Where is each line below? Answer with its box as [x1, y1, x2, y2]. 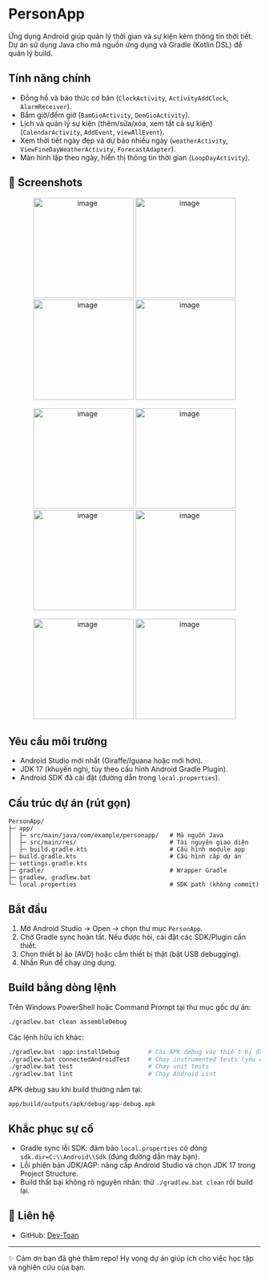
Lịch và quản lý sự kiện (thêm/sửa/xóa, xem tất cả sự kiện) [19, 118, 213, 128]
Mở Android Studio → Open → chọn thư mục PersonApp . [19, 924, 203, 933]
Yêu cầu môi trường [8, 735, 108, 748]
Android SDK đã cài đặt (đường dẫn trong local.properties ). [19, 773, 220, 783]
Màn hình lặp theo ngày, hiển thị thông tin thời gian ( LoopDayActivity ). [19, 152, 251, 162]
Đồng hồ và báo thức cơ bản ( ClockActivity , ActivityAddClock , [19, 93, 229, 103]
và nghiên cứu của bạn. [8, 1262, 86, 1272]
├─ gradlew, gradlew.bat [8, 873, 91, 882]
